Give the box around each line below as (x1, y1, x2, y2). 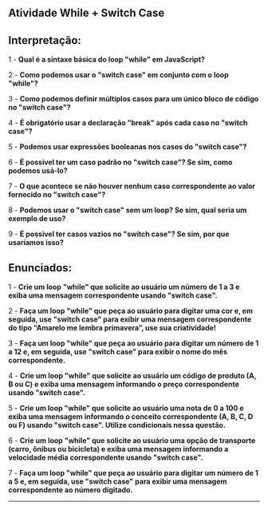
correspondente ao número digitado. (8, 485, 133, 495)
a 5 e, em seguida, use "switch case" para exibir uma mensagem (8, 476, 227, 486)
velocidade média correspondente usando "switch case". (8, 453, 203, 462)
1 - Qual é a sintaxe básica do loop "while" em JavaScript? (8, 55, 206, 65)
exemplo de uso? (8, 214, 66, 223)
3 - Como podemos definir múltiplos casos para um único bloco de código (8, 94, 259, 104)
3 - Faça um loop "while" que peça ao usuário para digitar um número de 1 (8, 338, 259, 348)
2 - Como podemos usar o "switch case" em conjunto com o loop (8, 70, 229, 80)
